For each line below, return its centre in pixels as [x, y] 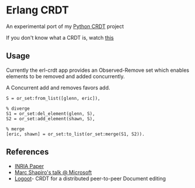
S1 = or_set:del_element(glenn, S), [51, 114]
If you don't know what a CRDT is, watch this [60, 37]
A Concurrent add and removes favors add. [58, 88]
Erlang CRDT [37, 10]
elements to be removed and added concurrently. [66, 76]
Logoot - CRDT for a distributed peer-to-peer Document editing [90, 178]
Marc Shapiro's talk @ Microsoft [53, 172]
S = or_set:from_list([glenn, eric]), [53, 98]
